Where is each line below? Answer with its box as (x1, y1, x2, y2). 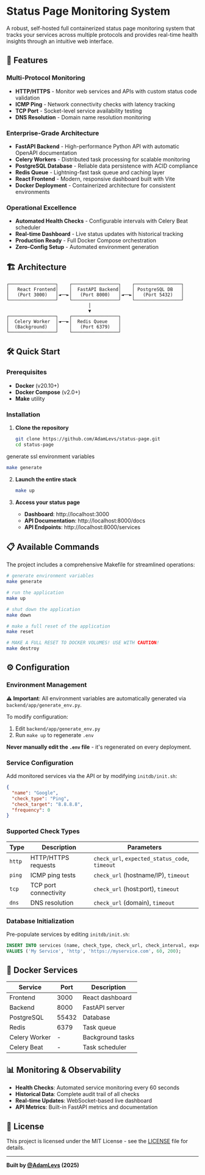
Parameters (127, 843, 162, 851)
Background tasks (82, 1033, 135, 1042)
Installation (6, 410, 41, 418)
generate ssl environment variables (6, 453, 95, 460)
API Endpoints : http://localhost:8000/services (24, 523, 141, 530)
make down (6, 612, 32, 618)
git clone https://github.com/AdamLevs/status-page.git (15, 436, 160, 442)
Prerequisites (6, 368, 47, 377)
